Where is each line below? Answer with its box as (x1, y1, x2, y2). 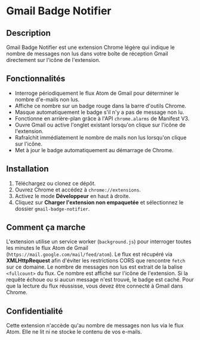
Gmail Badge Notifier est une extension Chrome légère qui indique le (6, 44, 175, 51)
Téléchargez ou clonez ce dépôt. (14, 180, 96, 187)
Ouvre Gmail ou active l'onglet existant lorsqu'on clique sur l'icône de (14, 121, 186, 128)
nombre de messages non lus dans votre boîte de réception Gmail (6, 50, 168, 57)
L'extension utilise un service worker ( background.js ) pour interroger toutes (6, 238, 192, 245)
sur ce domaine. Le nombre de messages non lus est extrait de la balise (6, 264, 183, 271)
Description (6, 28, 51, 38)
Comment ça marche (6, 222, 86, 233)
